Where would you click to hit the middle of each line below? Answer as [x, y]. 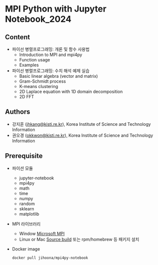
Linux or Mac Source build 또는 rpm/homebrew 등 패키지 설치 [79, 239]
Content [18, 37]
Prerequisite [24, 156]
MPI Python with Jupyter [56, 9]
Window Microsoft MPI [42, 234]
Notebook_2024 [38, 19]
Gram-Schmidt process [43, 81]
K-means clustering [39, 86]
